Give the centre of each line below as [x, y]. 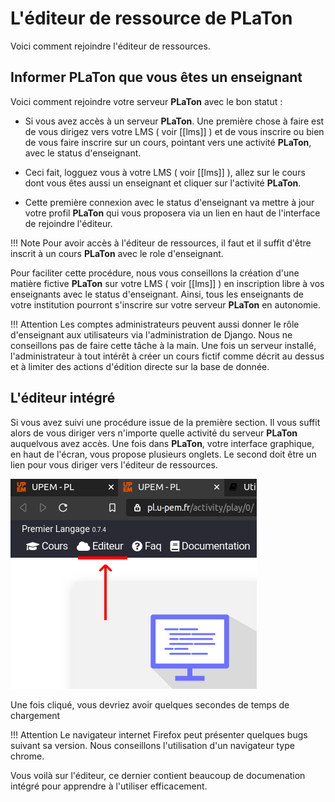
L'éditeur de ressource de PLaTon [151, 18]
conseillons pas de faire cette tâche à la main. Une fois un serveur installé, [163, 345]
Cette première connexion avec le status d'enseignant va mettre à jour [169, 202]
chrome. [27, 756]
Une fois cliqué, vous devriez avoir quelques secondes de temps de [150, 704]
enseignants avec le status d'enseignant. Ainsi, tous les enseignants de [157, 294]
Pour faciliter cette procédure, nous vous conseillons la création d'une [155, 273]
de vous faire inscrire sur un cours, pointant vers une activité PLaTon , [168, 142]
